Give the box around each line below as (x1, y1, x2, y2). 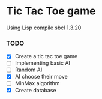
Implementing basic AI (14, 59, 71, 67)
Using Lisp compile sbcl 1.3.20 (6, 24, 82, 31)
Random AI (14, 66, 43, 73)
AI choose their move (14, 73, 68, 80)
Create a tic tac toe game (14, 53, 78, 60)
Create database (14, 86, 56, 94)
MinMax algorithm (14, 80, 60, 87)
